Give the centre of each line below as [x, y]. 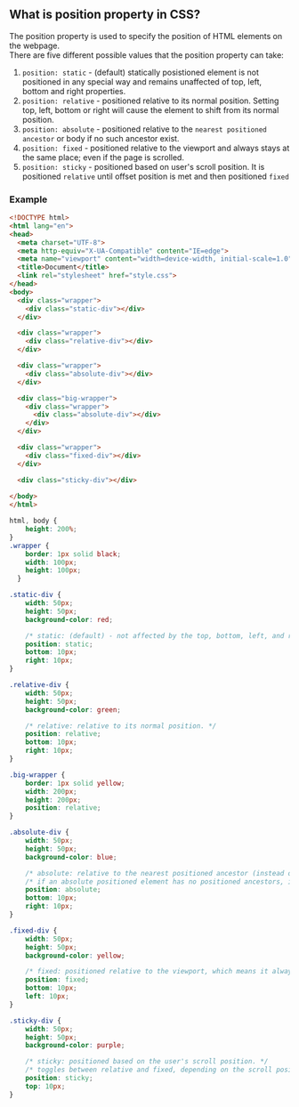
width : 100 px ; [51, 562]
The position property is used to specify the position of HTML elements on [146, 36]
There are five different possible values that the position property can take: [147, 55]
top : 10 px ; [45, 1086]
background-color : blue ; [71, 857]
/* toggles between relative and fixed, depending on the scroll [149, 1070]
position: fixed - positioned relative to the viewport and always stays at [156, 148]
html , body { [33, 521]
